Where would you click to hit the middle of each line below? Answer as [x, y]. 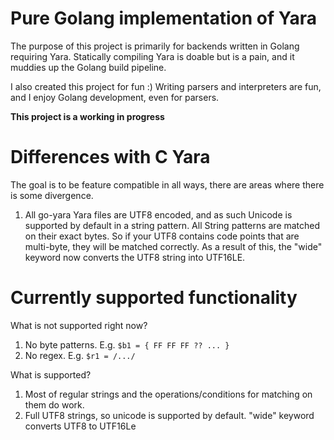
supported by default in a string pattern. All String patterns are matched [172, 225]
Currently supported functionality [154, 298]
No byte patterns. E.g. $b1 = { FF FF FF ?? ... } [127, 344]
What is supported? [51, 374]
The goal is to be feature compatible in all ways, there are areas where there [167, 184]
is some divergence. [52, 195]
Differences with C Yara [110, 157]
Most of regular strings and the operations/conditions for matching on [168, 394]
